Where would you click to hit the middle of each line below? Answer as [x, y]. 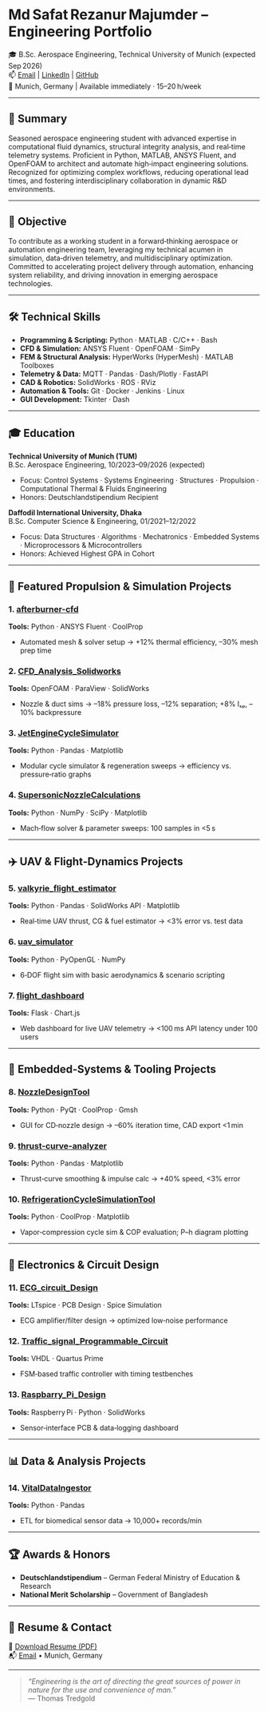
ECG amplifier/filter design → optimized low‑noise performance [124, 1320]
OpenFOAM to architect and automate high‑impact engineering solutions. [128, 163]
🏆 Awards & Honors [59, 1554]
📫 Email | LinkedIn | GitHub [53, 74]
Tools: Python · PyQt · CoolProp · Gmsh [73, 1110]
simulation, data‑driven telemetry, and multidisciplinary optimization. [120, 258]
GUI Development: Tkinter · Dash [75, 399]
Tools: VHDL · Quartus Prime [56, 1359]
